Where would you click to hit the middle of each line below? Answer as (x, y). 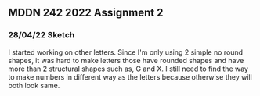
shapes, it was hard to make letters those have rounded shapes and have (126, 60)
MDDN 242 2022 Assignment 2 (86, 13)
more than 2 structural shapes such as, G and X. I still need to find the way (128, 69)
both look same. (34, 85)
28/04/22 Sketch (42, 35)
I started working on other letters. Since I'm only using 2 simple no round (126, 52)
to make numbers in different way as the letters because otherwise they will (130, 76)
